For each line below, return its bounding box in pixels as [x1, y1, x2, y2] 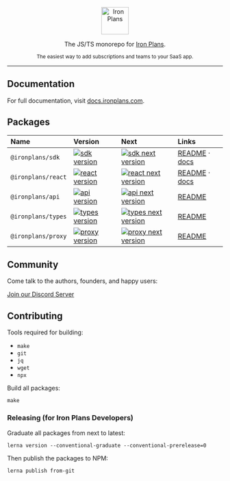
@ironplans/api [10, 193, 60, 201]
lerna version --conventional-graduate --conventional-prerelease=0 [7, 442, 207, 449]
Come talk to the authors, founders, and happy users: [7, 277, 158, 285]
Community [7, 259, 59, 271]
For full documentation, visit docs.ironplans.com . [7, 96, 145, 105]
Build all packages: [7, 384, 60, 393]
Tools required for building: [7, 328, 84, 336]
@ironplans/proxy [10, 232, 67, 240]
